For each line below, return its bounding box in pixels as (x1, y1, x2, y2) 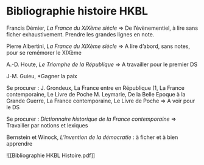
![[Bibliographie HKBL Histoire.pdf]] (6, 152, 96, 159)
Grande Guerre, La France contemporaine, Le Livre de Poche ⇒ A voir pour (6, 97, 195, 104)
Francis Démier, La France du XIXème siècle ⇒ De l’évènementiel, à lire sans (6, 24, 199, 32)
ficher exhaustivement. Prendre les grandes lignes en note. (6, 30, 155, 38)
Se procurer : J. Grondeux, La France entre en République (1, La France (6, 84, 185, 92)
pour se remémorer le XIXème (6, 49, 82, 56)
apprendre (6, 140, 33, 147)
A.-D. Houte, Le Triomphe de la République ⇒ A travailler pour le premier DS (6, 61, 198, 68)
